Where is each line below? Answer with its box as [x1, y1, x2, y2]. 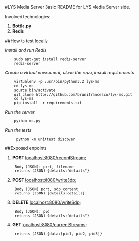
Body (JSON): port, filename [14, 164, 74, 169]
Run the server [5, 109, 35, 115]
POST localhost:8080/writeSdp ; [12, 177, 77, 183]
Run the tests [5, 127, 32, 133]
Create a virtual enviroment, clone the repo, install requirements [5, 70, 135, 75]
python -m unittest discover [16, 137, 76, 142]
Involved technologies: [5, 14, 51, 19]
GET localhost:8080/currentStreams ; [12, 222, 87, 227]
